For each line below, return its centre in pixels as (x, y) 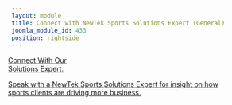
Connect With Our (38, 60)
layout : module (37, 16)
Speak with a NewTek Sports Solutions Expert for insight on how (114, 84)
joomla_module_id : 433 (49, 30)
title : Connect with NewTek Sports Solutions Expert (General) (118, 23)
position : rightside (46, 38)
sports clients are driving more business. (75, 93)
